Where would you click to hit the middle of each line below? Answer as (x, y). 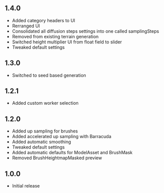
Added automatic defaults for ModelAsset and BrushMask (72, 153)
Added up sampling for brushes (45, 131)
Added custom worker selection (45, 103)
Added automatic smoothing (41, 142)
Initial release (26, 186)
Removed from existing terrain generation (55, 36)
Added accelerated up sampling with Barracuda (62, 137)
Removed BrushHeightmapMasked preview (57, 158)
